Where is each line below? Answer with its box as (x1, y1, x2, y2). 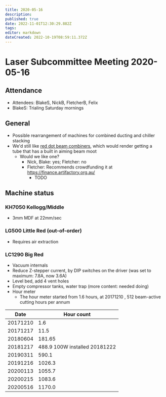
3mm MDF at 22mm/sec (12, 215, 62, 221)
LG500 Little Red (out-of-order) (5, 227, 82, 234)
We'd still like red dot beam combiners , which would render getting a (12, 143, 152, 149)
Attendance (5, 86, 42, 95)
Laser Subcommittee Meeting (5, 57, 129, 67)
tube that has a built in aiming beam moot (12, 148, 97, 154)
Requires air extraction (12, 238, 59, 244)
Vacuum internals (12, 262, 48, 268)
